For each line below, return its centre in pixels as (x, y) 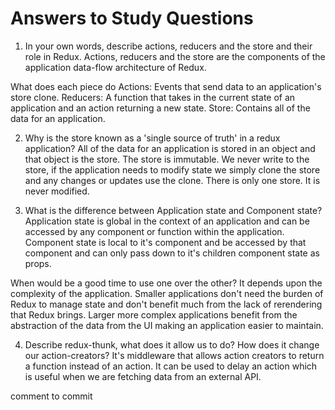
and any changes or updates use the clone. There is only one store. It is (172, 180)
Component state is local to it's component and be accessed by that (165, 242)
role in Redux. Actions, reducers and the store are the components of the (175, 56)
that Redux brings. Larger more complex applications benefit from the (154, 314)
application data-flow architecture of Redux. (115, 67)
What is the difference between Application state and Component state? (173, 210)
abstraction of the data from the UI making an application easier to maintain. (167, 325)
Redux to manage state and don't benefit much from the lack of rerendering (166, 304)
